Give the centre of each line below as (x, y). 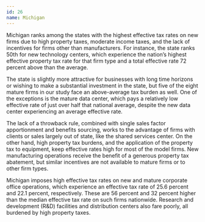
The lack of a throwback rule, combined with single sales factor (86, 123)
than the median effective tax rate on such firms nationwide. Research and (100, 199)
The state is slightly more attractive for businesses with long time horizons (100, 79)
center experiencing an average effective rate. (65, 111)
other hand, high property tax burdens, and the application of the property (100, 142)
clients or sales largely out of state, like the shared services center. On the (99, 136)
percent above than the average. (47, 67)
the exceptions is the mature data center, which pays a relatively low (92, 99)
